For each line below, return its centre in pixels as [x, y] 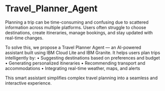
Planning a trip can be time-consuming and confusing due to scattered [77, 22]
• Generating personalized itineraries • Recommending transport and [75, 63]
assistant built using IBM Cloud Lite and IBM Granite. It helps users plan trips [83, 53]
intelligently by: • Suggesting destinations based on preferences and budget [82, 58]
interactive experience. [28, 83]
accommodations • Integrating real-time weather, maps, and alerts [73, 68]
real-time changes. [24, 38]
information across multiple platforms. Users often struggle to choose [76, 27]
